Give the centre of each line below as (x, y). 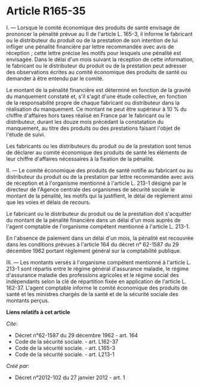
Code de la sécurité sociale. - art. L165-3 (65, 348)
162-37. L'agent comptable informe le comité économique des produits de (97, 288)
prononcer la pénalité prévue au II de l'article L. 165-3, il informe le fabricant (99, 33)
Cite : (12, 324)
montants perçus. (28, 300)
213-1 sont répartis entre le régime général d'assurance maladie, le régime (98, 269)
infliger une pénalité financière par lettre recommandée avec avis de (90, 47)
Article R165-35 (46, 11)
